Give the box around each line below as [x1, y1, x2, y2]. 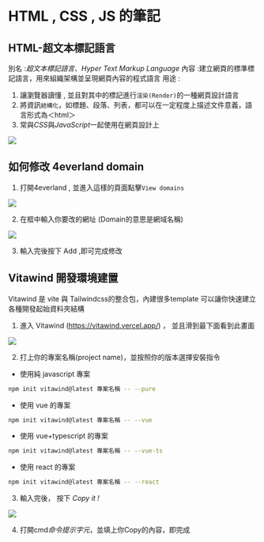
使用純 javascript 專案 [19, 369, 91, 378]
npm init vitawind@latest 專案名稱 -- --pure [8, 385, 157, 392]
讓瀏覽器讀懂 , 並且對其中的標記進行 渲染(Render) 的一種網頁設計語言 [19, 90, 239, 100]
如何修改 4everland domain [8, 160, 145, 174]
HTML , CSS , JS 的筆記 [8, 7, 160, 25]
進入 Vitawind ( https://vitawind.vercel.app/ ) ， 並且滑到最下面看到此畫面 [19, 320, 255, 330]
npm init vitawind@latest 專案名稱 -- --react [8, 478, 160, 487]
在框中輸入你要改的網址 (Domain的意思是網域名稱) [19, 214, 184, 224]
